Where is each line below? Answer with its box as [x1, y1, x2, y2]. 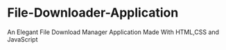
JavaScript [7, 35, 38, 43]
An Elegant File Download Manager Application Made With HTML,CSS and [7, 28, 220, 36]
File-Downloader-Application [7, 5, 179, 21]
